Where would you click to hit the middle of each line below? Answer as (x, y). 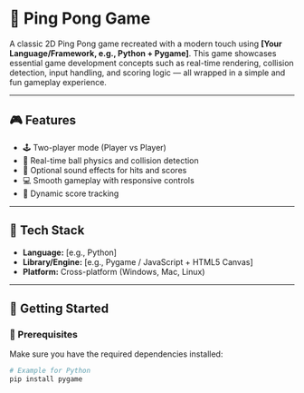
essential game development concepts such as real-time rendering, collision (152, 63)
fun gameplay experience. (58, 82)
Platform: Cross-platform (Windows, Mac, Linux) (114, 271)
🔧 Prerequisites (44, 334)
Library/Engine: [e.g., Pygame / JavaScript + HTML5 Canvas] (138, 261)
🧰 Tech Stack (47, 231)
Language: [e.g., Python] (70, 252)
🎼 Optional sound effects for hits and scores (104, 170)
